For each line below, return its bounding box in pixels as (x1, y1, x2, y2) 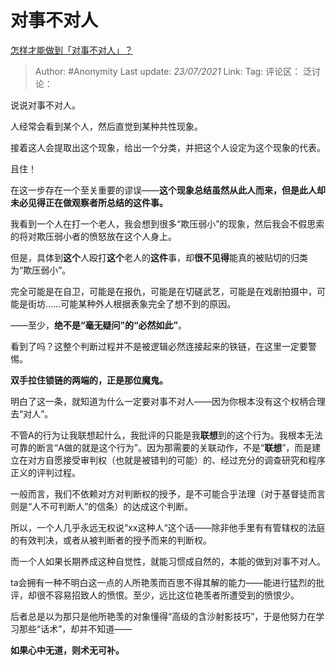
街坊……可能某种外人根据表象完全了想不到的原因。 (27, 297, 237, 310)
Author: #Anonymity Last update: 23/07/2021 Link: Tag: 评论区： (34, 65, 302, 77)
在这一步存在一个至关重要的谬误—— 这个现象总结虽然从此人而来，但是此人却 (10, 184, 326, 196)
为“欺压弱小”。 (10, 264, 72, 276)
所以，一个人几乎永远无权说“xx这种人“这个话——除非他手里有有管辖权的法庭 (10, 521, 326, 533)
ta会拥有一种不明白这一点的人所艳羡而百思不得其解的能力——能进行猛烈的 (10, 576, 317, 588)
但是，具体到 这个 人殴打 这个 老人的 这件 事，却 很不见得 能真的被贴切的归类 (10, 251, 308, 263)
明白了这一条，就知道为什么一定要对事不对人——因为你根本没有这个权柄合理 (10, 395, 326, 407)
